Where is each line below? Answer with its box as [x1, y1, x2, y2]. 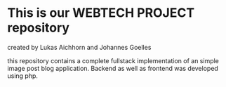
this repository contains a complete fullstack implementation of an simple [7, 56, 220, 65]
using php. [7, 72, 39, 80]
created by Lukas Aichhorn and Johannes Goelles [7, 43, 152, 51]
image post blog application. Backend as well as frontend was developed [7, 64, 219, 72]
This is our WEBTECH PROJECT [7, 5, 195, 21]
